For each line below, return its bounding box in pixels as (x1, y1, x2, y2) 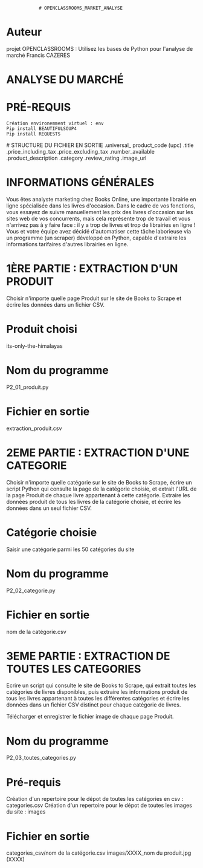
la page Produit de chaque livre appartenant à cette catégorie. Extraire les (6, 491, 190, 498)
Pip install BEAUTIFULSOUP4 (6, 126, 77, 132)
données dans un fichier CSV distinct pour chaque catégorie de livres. (6, 701, 181, 708)
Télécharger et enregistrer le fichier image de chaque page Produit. (6, 713, 174, 720)
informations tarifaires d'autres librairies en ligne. (6, 241, 129, 247)
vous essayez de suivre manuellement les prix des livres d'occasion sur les (6, 209, 193, 215)
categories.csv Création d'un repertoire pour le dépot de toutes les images (6, 801, 192, 809)
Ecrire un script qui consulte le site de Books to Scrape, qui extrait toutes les (6, 682, 196, 689)
